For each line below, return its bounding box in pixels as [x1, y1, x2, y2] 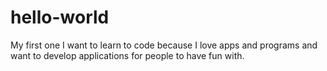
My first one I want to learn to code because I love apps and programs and [10, 39, 318, 51]
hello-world [10, 6, 110, 29]
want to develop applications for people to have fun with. [10, 49, 245, 61]
